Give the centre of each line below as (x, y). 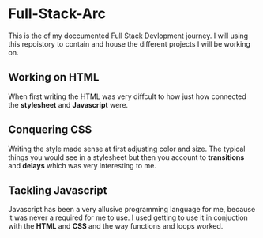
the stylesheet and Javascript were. (68, 104)
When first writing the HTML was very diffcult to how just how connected (127, 96)
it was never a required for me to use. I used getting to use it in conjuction (128, 217)
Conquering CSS (50, 130)
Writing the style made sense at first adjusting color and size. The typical (127, 149)
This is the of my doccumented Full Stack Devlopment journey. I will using (128, 36)
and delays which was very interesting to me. (82, 165)
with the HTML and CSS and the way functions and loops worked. (116, 226)
